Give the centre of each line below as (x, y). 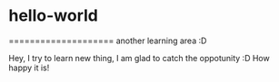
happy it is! (29, 68)
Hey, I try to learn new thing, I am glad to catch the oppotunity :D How (139, 58)
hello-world (54, 16)
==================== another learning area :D (108, 41)
